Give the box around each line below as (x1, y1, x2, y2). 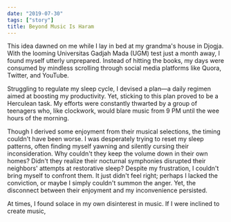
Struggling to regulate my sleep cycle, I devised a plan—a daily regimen (7, 84, 211, 93)
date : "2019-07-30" (7, 10, 64, 17)
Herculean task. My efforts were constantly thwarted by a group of (7, 100, 198, 108)
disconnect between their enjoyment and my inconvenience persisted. (7, 186, 207, 194)
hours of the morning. (7, 114, 69, 122)
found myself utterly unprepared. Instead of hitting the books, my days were (7, 57, 225, 65)
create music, (7, 207, 46, 215)
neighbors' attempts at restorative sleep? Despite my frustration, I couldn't (7, 164, 219, 173)
